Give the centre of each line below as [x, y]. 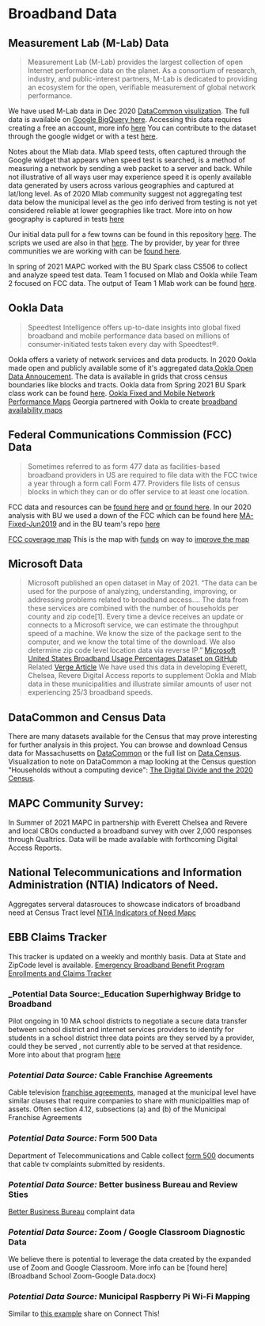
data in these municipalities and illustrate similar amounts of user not [139, 684]
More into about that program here [64, 1054]
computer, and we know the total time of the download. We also [131, 642]
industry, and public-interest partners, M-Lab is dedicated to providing [142, 79]
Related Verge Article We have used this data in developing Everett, [137, 667]
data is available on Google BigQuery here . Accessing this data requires [125, 119]
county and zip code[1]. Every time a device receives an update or [135, 617]
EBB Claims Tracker [57, 937]
